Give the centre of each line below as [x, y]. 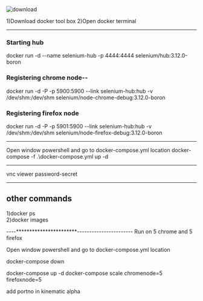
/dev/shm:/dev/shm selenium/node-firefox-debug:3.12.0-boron [84, 133]
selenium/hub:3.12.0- [161, 56]
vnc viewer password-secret [42, 174]
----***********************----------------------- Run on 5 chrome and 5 [99, 231]
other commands [39, 199]
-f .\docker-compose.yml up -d [70, 156]
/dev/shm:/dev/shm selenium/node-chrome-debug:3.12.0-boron [86, 98]
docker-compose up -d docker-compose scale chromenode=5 [85, 273]
